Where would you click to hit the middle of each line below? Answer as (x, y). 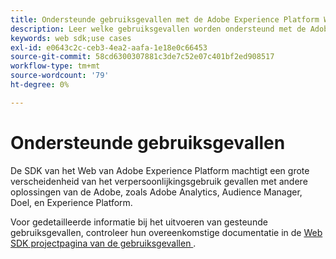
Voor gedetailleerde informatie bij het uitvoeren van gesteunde (139, 222)
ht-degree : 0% (40, 85)
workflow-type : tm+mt (55, 66)
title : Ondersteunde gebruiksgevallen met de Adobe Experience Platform (165, 19)
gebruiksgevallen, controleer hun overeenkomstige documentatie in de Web (166, 232)
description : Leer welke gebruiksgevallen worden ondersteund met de (158, 29)
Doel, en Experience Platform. (71, 202)
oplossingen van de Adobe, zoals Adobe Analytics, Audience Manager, (156, 192)
